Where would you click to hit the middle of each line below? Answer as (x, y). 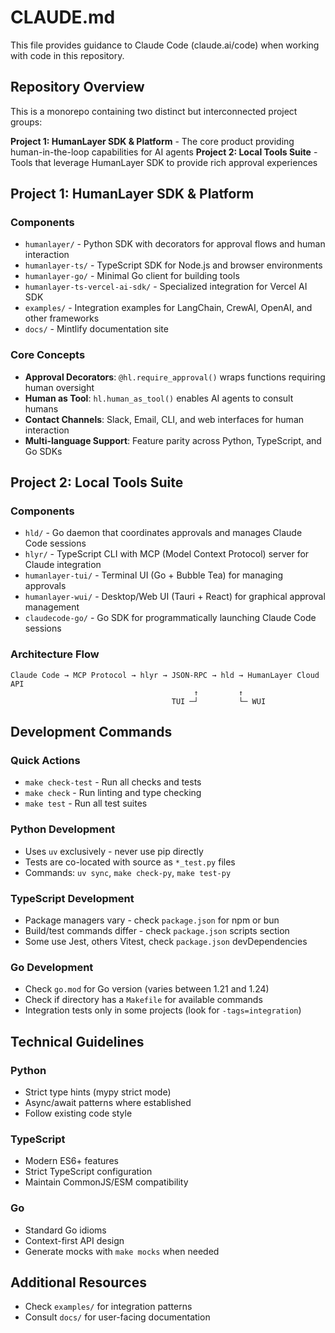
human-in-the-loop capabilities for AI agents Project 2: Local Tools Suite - (164, 152)
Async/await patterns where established (108, 1102)
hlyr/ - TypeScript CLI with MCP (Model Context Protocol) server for (167, 554)
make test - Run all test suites (86, 803)
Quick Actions (45, 761)
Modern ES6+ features (71, 1161)
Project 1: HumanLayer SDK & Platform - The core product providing (152, 141)
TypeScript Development (72, 898)
